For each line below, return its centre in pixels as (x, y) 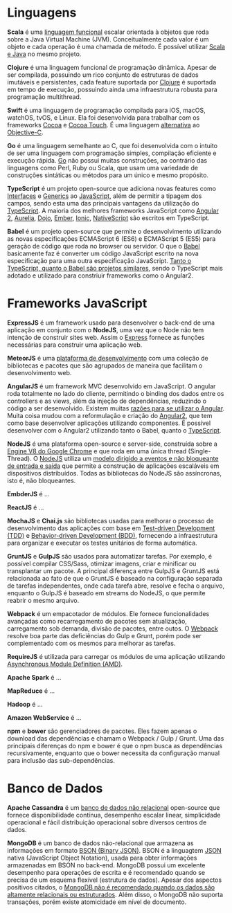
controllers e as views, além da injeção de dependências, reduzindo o (107, 401)
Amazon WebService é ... (44, 717)
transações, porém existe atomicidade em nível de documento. (97, 902)
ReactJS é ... (26, 507)
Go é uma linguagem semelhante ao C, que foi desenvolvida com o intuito (113, 145)
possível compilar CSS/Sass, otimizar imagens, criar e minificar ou (102, 563)
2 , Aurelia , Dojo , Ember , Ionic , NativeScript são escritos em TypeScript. (108, 218)
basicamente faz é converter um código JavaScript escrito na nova (103, 253)
